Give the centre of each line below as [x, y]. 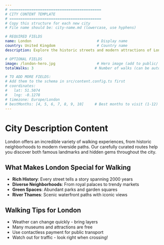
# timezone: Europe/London [32, 100]
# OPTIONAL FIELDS [24, 59]
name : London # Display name [66, 41]
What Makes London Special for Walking [68, 167]
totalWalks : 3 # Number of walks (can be [77, 68]
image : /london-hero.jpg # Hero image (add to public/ [82, 63]
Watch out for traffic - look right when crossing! [60, 237]
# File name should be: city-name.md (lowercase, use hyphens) [71, 28]
